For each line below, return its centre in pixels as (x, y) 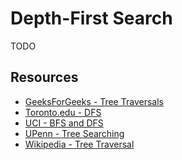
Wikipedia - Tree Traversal (79, 144)
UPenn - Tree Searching (74, 133)
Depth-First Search (91, 18)
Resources (44, 77)
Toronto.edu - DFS (63, 112)
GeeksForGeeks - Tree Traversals (94, 101)
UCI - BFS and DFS (64, 123)
